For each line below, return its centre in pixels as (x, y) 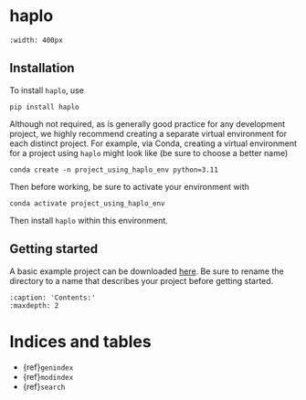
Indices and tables (81, 341)
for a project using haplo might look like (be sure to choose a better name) (149, 153)
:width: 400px (37, 40)
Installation (42, 68)
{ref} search (44, 386)
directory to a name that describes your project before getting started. (142, 280)
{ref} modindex (48, 376)
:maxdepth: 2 (34, 305)
